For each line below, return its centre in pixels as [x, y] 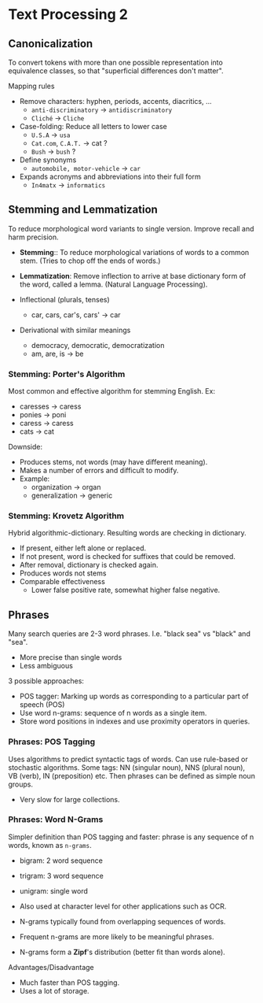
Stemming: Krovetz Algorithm [66, 516]
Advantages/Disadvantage [51, 967]
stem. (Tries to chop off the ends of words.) [90, 261]
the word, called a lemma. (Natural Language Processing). [113, 284]
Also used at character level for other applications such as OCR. [123, 906]
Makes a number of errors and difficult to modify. [99, 471]
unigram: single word [54, 890]
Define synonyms [48, 160]
